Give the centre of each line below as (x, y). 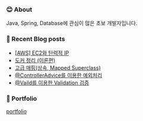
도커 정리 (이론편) (35, 60)
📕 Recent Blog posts (36, 39)
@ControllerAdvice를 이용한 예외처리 (58, 75)
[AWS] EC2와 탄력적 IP (42, 52)
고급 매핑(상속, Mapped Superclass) (58, 67)
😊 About (19, 10)
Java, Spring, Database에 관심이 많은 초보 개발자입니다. (72, 23)
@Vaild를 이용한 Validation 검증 (52, 82)
